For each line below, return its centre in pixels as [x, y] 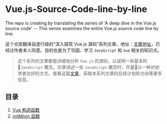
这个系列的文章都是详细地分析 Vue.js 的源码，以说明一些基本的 [82, 60]
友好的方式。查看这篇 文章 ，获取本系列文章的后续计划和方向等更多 [94, 73]
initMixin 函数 [26, 116]
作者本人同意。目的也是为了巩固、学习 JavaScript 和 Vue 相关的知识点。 [88, 50]
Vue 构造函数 [26, 110]
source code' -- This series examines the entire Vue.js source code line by [82, 28]
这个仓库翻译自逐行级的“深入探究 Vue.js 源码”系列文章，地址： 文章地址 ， [80, 44]
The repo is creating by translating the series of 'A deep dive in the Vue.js [81, 23]
